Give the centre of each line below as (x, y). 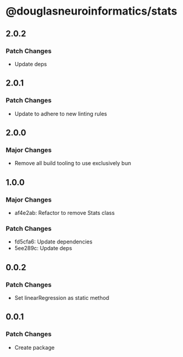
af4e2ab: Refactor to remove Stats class (65, 212)
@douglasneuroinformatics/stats (91, 11)
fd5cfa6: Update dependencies (53, 242)
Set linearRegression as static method (62, 297)
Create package (35, 347)
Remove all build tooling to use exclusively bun (73, 163)
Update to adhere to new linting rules (61, 114)
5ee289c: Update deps (43, 248)
